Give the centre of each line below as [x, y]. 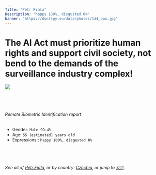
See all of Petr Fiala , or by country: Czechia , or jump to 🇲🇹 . [65, 167]
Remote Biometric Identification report [43, 114]
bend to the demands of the [62, 63]
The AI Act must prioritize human [73, 43]
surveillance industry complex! [69, 74]
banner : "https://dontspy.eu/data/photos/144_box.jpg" [62, 18]
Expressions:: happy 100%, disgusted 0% [52, 140]
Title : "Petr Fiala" [26, 9]
